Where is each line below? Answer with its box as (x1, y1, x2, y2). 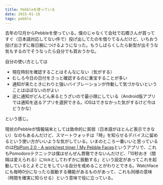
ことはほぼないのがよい (12, 87, 59, 93)
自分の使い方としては (5, 59, 48, 65)
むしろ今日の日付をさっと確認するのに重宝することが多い (12, 75, 127, 81)
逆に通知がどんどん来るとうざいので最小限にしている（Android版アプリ (12, 93, 156, 99)
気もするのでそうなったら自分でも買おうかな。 (5, 48, 99, 54)
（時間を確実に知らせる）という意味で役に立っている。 (5, 175, 116, 181)
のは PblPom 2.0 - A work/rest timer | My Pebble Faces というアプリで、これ (5, 145, 157, 150)
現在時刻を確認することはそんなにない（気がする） (12, 69, 115, 75)
